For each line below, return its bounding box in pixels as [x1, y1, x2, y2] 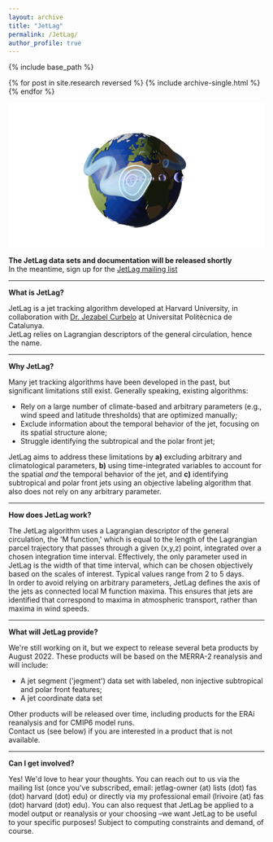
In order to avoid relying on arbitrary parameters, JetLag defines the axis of [8, 578, 261, 588]
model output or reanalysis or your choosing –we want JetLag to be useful [8, 809, 258, 818]
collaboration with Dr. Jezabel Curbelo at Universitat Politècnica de [8, 312, 233, 322]
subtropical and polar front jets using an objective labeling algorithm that [8, 478, 252, 488]
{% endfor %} [8, 86, 55, 97]
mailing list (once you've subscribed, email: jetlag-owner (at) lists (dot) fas [8, 783, 258, 793]
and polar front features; [19, 685, 102, 695]
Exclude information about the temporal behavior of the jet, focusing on [19, 419, 260, 429]
